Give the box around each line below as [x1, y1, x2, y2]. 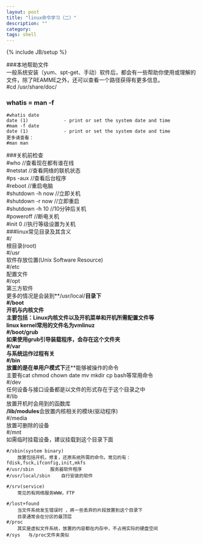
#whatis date [6, 112, 40, 119]
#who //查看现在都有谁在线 [6, 160, 74, 167]
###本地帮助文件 [6, 61, 49, 68]
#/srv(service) [6, 483, 45, 490]
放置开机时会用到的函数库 [6, 400, 71, 407]
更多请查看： [6, 135, 34, 141]
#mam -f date [6, 123, 40, 129]
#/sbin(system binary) [6, 448, 64, 454]
